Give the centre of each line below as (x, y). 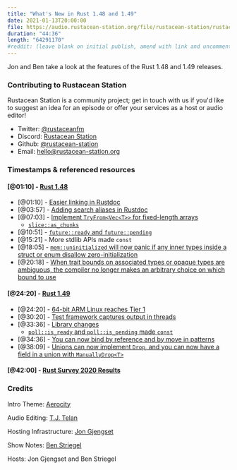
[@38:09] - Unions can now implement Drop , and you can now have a (119, 347)
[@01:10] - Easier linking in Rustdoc (69, 203)
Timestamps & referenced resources (71, 170)
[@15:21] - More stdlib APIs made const (75, 240)
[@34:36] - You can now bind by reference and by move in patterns (116, 339)
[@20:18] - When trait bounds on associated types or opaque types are (121, 263)
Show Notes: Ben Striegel (44, 445)
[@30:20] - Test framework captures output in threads (97, 317)
